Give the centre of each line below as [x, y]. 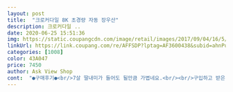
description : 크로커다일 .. [44, 26]
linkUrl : [20, 46]
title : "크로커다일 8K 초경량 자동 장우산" [63, 20]
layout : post [26, 13]
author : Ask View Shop [40, 71]
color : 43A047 [28, 59]
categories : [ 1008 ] [35, 53]
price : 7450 [24, 65]
